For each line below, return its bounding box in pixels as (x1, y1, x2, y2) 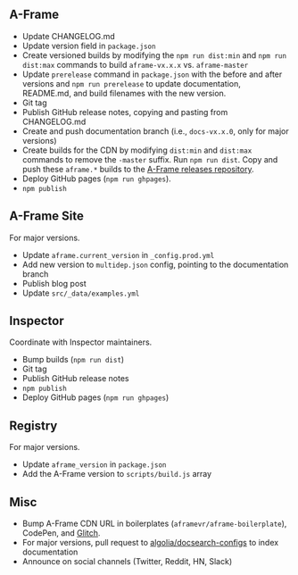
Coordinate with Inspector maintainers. (9, 337, 153, 347)
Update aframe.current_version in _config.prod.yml (21, 249, 215, 260)
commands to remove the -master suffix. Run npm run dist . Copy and (21, 154, 278, 164)
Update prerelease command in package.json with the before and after (21, 69, 283, 79)
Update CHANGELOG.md (21, 30, 116, 41)
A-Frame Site (9, 209, 85, 224)
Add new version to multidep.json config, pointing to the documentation (21, 259, 289, 270)
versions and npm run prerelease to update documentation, (21, 78, 241, 88)
